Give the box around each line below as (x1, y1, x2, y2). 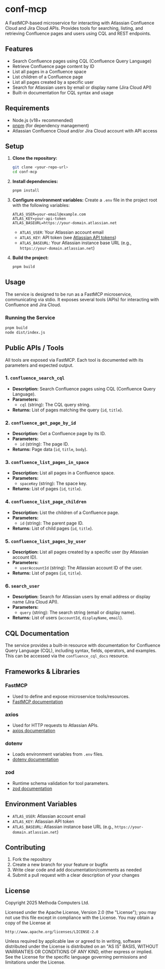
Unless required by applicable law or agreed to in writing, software (5, 938, 141, 944)
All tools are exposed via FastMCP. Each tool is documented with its (5, 357, 144, 363)
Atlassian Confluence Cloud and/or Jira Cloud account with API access (12, 128, 158, 133)
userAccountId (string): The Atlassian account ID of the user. (19, 565, 143, 571)
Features (5, 45, 33, 53)
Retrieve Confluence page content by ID (12, 63, 95, 69)
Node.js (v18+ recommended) (12, 117, 73, 123)
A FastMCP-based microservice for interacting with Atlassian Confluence (5, 20, 155, 26)
